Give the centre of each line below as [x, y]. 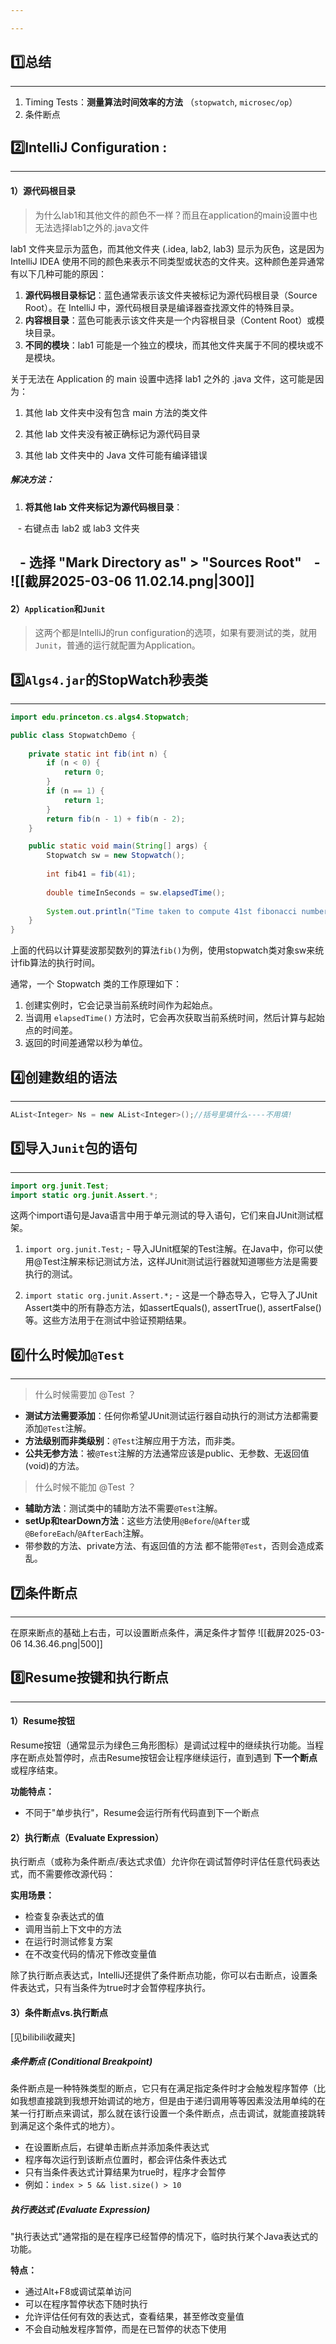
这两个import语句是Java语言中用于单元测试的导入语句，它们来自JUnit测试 [162, 1215]
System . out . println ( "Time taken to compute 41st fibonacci [172, 911]
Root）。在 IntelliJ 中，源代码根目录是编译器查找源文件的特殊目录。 [162, 307]
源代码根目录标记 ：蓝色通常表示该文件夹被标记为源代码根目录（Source [171, 295]
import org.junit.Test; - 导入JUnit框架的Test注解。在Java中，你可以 [169, 1249]
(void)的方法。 [54, 1466]
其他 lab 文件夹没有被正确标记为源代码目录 [112, 433]
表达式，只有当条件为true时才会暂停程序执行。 [115, 1988]
